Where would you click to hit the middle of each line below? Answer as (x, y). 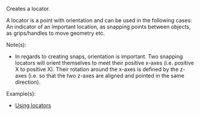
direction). (28, 82)
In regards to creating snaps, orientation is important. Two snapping (99, 56)
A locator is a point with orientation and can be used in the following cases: (99, 20)
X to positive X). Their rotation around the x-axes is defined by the (97, 69)
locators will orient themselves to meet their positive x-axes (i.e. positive (104, 63)
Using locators (33, 105)
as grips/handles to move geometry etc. (56, 33)
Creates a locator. (28, 9)
